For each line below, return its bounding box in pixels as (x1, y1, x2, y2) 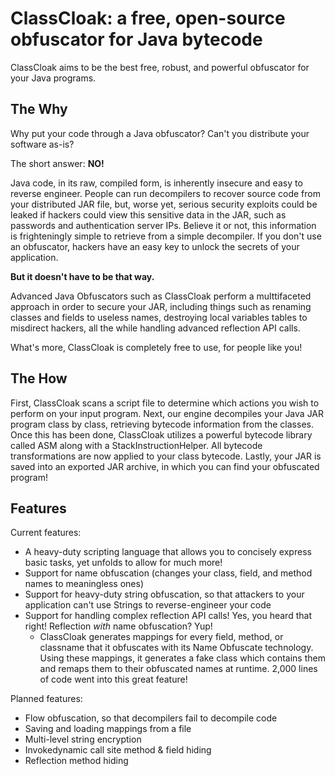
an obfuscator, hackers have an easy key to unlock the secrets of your (10, 240, 300, 252)
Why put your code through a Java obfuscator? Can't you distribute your (10, 127, 310, 139)
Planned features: (10, 693, 83, 705)
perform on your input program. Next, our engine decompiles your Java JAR (10, 407, 325, 419)
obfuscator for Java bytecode (10, 28, 263, 51)
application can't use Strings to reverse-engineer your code (24, 599, 272, 611)
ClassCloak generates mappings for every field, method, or (39, 631, 284, 643)
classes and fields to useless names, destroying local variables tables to (10, 311, 308, 323)
